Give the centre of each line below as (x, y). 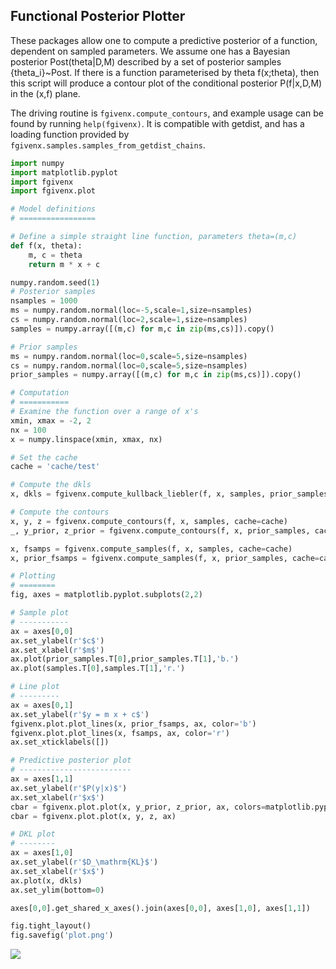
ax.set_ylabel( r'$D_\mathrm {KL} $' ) (84, 862)
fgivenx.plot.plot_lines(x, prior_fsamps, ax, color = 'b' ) (133, 724)
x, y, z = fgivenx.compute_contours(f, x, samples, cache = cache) (149, 521)
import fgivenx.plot (53, 191)
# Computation (40, 393)
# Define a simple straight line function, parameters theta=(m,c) (154, 237)
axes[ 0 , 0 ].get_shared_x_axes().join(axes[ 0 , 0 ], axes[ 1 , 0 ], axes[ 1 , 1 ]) (160, 908)
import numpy (37, 163)
